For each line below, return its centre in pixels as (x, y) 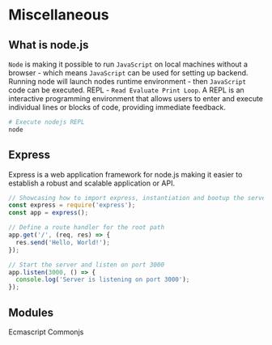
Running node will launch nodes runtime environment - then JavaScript (127, 81)
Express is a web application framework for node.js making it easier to (125, 174)
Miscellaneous (59, 15)
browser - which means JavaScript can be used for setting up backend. (128, 73)
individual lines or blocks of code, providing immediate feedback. (117, 107)
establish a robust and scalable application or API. (92, 183)
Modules (31, 312)
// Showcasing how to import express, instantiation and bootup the (126, 198)
